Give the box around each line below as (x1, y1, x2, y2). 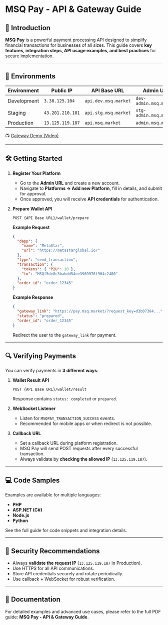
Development (7, 97, 39, 104)
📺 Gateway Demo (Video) (5, 132, 59, 139)
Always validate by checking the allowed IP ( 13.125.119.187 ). (19, 456, 147, 462)
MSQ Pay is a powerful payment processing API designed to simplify (5, 37, 147, 43)
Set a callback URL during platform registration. (19, 440, 118, 446)
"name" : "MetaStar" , (21, 243, 64, 248)
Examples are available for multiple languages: (5, 492, 101, 498)
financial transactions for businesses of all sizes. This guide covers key (5, 42, 152, 48)
